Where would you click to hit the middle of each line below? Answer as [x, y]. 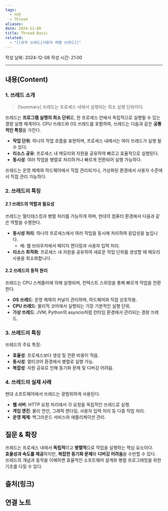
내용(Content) [27, 80]
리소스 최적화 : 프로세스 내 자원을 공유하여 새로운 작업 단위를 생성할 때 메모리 [86, 252]
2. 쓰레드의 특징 [23, 191]
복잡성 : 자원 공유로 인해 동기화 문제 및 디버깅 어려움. [63, 368]
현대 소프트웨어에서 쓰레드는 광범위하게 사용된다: [53, 394]
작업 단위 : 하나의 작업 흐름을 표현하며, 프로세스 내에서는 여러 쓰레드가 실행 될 [87, 141]
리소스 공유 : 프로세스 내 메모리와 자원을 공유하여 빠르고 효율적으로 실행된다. [85, 153]
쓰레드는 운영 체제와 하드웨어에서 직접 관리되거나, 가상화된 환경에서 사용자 [77, 170]
